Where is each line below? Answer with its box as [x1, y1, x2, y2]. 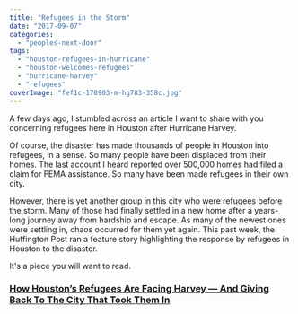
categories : [9, 30, 54, 39]
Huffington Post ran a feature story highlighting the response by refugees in [9, 233, 290, 244]
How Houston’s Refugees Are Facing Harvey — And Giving [9, 283, 269, 295]
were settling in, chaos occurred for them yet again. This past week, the [9, 223, 276, 234]
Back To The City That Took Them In [9, 293, 171, 306]
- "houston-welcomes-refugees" [17, 64, 135, 73]
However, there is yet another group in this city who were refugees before [9, 195, 283, 206]
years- [254, 205, 279, 215]
